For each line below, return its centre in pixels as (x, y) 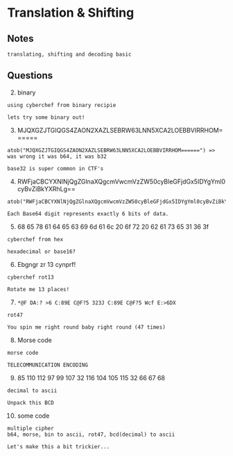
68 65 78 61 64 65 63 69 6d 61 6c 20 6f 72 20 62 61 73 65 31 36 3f (113, 227)
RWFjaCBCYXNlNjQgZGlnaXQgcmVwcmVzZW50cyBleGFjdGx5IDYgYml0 (121, 181)
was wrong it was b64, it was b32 (57, 156)
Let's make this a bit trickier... (59, 446)
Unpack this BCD (31, 402)
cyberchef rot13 (31, 277)
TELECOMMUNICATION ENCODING (48, 365)
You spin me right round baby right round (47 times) (87, 327)
